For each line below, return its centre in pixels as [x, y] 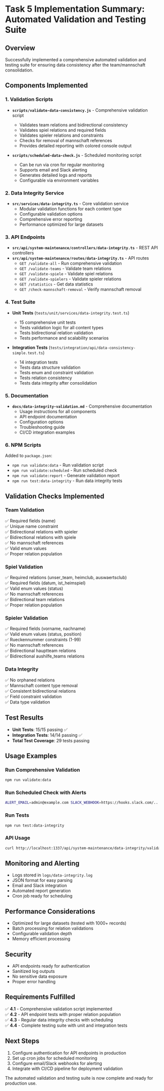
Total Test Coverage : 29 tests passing [51, 740]
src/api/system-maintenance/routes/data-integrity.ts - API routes [81, 258]
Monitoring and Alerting [42, 863]
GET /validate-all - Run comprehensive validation [71, 264]
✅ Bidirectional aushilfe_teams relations [45, 656]
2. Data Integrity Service [35, 193]
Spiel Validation [24, 567]
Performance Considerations [50, 911]
